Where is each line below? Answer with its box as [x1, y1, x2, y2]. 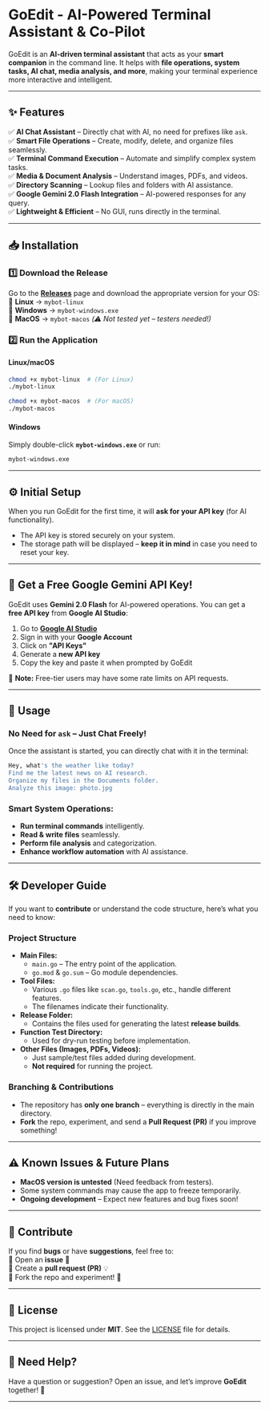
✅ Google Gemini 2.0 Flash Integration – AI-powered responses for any [8, 188, 247, 198]
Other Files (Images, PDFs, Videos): [19, 1044, 142, 1054]
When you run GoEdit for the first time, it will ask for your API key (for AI [8, 506, 247, 516]
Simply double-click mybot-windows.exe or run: [8, 440, 161, 450]
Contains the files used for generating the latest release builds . [31, 1019, 242, 1028]
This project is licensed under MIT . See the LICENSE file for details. [8, 1325, 231, 1335]
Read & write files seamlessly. [19, 830, 120, 840]
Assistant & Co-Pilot [8, 22, 146, 41]
